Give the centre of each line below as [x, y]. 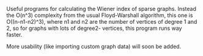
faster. [14, 35]
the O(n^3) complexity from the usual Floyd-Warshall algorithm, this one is [100, 15]
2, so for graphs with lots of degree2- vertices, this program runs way [94, 28]
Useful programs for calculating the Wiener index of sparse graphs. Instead [102, 9]
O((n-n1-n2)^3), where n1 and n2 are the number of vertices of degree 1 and [102, 22]
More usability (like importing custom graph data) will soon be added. [94, 46]
